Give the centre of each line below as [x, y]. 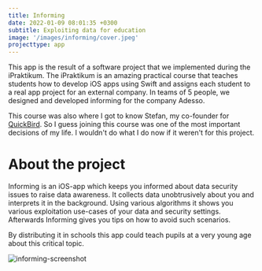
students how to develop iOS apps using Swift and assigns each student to [129, 84]
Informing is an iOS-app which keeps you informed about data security [123, 187]
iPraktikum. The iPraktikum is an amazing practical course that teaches [123, 76]
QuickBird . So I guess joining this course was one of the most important [124, 124]
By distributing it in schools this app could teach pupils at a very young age [130, 235]
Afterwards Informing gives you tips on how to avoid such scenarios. [119, 220]
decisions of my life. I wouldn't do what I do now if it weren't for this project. [131, 133]
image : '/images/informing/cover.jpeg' [74, 37]
